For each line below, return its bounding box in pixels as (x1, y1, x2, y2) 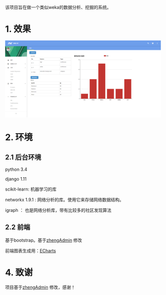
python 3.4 (5, 166, 28, 172)
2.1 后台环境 (5, 153, 41, 161)
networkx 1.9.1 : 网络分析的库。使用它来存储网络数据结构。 (5, 197, 124, 202)
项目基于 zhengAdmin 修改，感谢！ (5, 284, 76, 290)
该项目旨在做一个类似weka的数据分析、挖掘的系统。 (5, 4, 111, 10)
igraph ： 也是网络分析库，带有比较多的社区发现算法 (5, 207, 112, 213)
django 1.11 (5, 176, 27, 182)
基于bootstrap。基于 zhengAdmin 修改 (5, 237, 83, 243)
